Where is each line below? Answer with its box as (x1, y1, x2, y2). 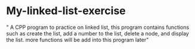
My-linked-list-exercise (6, 4, 126, 18)
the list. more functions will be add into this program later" (6, 36, 149, 43)
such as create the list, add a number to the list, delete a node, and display (6, 30, 189, 37)
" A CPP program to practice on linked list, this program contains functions (6, 24, 190, 31)
